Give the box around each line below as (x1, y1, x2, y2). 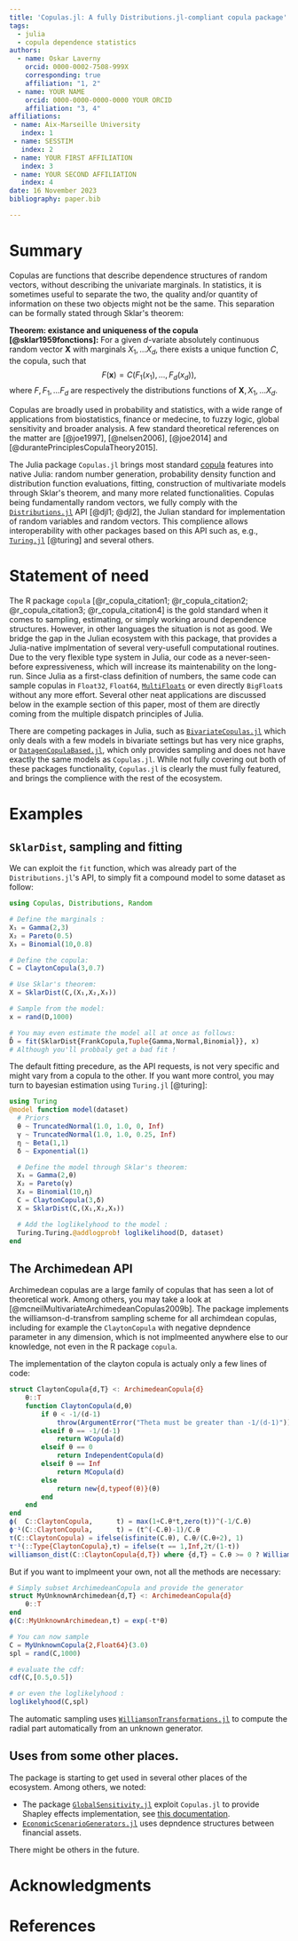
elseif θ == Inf (41, 1460, 101, 1469)
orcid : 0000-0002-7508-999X (25, 63, 129, 72)
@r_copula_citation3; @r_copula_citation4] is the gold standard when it (9, 605, 269, 615)
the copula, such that (9, 355, 87, 366)
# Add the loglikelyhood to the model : (17, 1220, 169, 1229)
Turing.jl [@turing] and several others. (9, 535, 154, 546)
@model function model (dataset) (9, 1105, 129, 1114)
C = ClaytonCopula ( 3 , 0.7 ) (9, 964, 105, 973)
